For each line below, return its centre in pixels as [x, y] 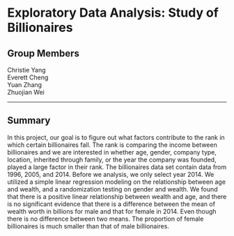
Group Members [44, 53]
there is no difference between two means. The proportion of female [106, 219]
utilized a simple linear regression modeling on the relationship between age [117, 182]
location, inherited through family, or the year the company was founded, [112, 159]
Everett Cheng [28, 77]
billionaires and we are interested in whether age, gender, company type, [112, 152]
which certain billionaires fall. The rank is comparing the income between [112, 145]
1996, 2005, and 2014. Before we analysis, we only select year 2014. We [111, 174]
